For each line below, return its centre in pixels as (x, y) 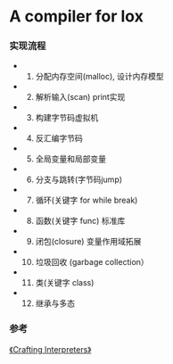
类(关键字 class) (65, 283)
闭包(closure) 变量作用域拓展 (88, 242)
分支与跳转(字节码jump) (79, 179)
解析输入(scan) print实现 (80, 97)
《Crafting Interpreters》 (50, 349)
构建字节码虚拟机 (67, 118)
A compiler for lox (77, 17)
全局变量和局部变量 (71, 159)
